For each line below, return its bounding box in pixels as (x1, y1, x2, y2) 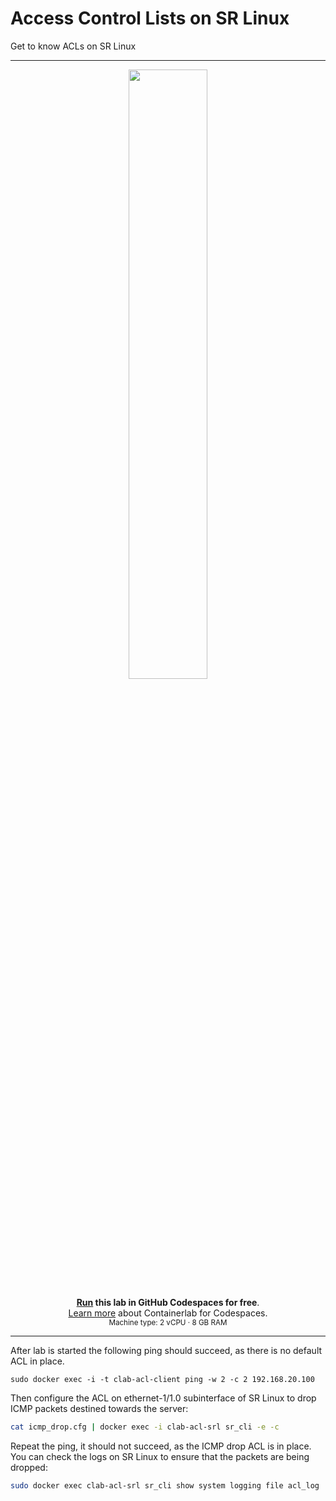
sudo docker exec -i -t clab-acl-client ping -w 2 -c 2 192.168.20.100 (10, 1374, 315, 1384)
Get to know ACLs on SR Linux (10, 40, 137, 52)
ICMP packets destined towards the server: (10, 1402, 189, 1414)
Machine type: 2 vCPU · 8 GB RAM (108, 1317, 228, 1327)
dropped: (10, 1461, 48, 1473)
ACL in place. (10, 1355, 65, 1367)
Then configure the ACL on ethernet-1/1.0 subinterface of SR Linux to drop (10, 1392, 317, 1404)
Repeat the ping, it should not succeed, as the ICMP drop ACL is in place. (10, 1440, 312, 1452)
